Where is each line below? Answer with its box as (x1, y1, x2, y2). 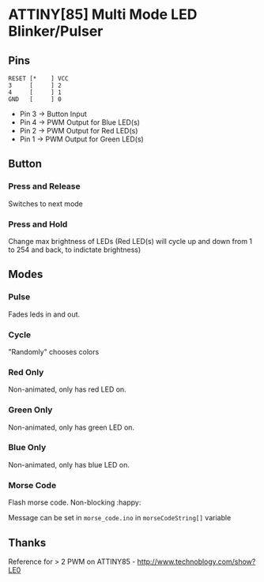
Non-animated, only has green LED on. (8, 422, 135, 432)
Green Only (8, 404, 53, 415)
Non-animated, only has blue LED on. (8, 460, 130, 469)
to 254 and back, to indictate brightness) (8, 245, 141, 254)
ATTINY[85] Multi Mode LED (8, 6, 198, 24)
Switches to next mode (8, 199, 83, 208)
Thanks (8, 535, 47, 550)
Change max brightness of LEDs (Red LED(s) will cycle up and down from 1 (8, 236, 253, 246)
